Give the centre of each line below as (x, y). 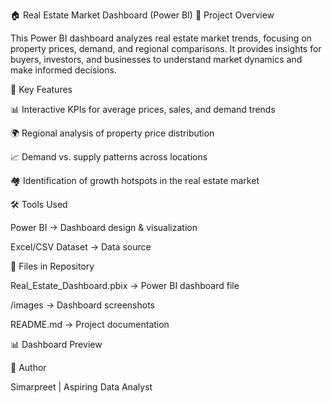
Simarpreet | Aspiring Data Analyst (81, 387)
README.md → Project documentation (90, 324)
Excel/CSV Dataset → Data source (81, 247)
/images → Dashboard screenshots (82, 305)
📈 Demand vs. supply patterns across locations (109, 157)
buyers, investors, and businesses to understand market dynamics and (156, 59)
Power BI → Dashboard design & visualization (104, 227)
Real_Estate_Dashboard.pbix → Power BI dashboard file (125, 285)
